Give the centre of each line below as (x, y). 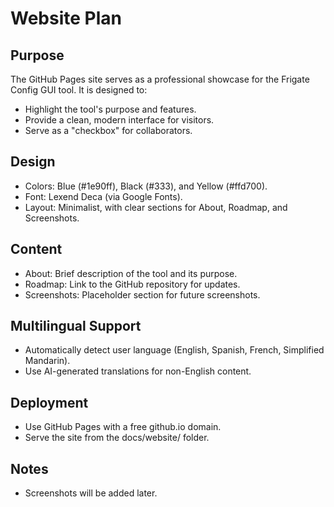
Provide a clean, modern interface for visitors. (119, 120)
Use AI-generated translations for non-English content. (138, 371)
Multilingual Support (76, 326)
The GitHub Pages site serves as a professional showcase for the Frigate (160, 79)
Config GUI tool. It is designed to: (79, 90)
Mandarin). (47, 361)
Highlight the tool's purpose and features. (110, 109)
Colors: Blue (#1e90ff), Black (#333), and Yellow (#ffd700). (146, 186)
